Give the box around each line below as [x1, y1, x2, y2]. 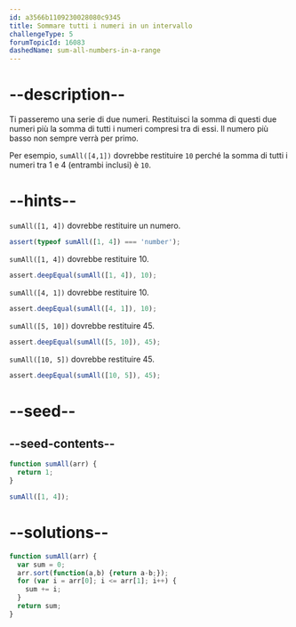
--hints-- [9, 191, 77, 211]
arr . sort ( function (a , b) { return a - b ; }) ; [17, 568, 169, 577]
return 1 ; [17, 468, 53, 477]
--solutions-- [9, 523, 109, 543]
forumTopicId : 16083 [9, 37, 86, 47]
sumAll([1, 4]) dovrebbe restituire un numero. [9, 220, 181, 231]
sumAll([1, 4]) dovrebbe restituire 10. [9, 253, 149, 264]
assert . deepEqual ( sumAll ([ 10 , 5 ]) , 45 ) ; [9, 370, 162, 379]
